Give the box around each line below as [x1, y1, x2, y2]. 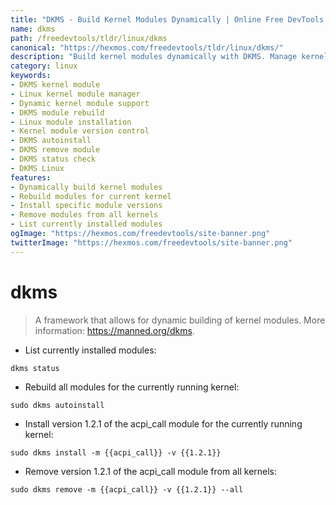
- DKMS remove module [10, 145, 101, 155]
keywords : [10, 71, 52, 81]
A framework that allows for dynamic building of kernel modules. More [34, 314, 326, 326]
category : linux [10, 61, 78, 71]
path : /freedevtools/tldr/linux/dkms [10, 33, 168, 43]
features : [10, 172, 52, 183]
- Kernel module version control [10, 126, 150, 136]
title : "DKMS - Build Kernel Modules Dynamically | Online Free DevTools [10, 14, 325, 25]
